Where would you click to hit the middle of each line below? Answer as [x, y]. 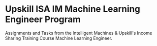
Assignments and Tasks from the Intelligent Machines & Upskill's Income [79, 33]
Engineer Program [43, 19]
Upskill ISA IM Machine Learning [73, 9]
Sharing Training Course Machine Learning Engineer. [59, 38]
